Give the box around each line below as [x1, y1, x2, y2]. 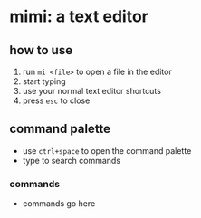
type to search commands [22, 155, 120, 166]
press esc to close [22, 95, 91, 106]
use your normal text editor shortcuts [22, 86, 161, 96]
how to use [9, 43, 73, 58]
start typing [22, 76, 66, 87]
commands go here [22, 198, 96, 209]
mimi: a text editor [9, 6, 149, 27]
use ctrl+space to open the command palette [22, 145, 192, 156]
